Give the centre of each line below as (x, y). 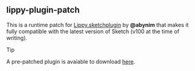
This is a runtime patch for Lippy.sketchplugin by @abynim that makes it (97, 24)
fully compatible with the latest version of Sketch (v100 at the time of (93, 31)
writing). (17, 38)
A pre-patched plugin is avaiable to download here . (71, 61)
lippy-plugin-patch (43, 10)
